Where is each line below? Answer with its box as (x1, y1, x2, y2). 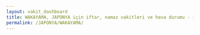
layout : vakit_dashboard (6, 8, 68, 15)
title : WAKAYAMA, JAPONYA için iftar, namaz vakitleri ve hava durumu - (6, 14, 190, 20)
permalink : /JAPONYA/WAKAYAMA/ (6, 20, 84, 26)
